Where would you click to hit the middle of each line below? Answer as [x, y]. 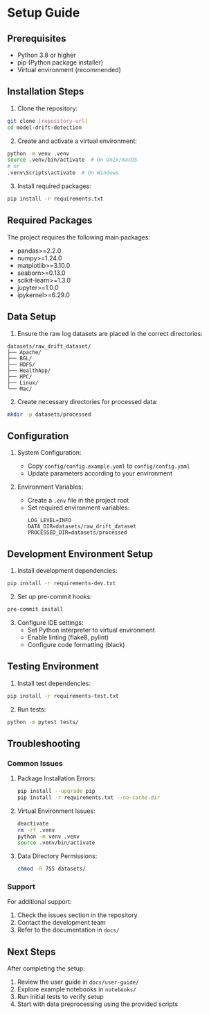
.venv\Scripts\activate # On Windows [63, 173]
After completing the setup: [46, 968]
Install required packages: [54, 186]
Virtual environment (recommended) [69, 70]
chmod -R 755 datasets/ [52, 869]
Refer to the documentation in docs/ [68, 930]
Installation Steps [46, 92]
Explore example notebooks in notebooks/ [76, 989]
